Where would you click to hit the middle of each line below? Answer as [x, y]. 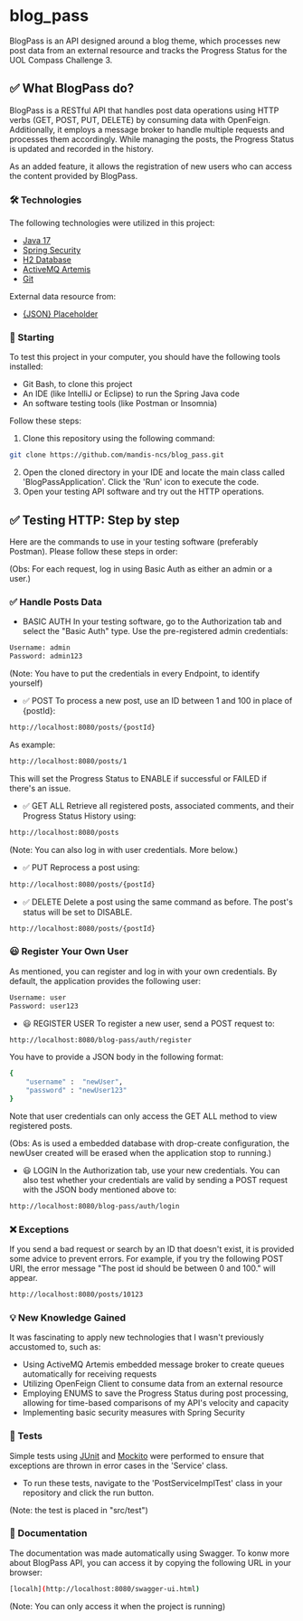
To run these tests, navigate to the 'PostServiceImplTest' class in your [152, 1483]
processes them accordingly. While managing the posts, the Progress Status [152, 139]
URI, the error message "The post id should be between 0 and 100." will [142, 1268]
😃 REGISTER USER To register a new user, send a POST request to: [148, 1023]
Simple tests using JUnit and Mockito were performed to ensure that [137, 1455]
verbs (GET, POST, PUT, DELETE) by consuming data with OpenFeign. [140, 119]
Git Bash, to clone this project [77, 384]
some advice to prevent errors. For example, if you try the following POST [147, 1259]
